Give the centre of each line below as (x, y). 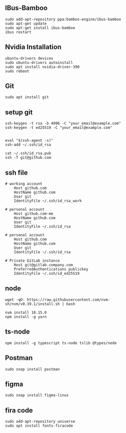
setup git (19, 112)
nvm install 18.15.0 (26, 312)
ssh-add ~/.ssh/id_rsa (28, 145)
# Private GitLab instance (32, 261)
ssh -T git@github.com (28, 158)
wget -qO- (15, 300)
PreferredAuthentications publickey (51, 269)
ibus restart (18, 32)
